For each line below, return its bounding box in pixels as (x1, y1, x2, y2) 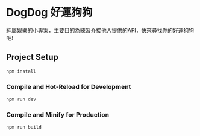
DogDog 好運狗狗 (6, 5, 93, 19)
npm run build (6, 125, 42, 131)
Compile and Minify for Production (6, 110, 110, 118)
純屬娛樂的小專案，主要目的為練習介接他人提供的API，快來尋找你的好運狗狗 (6, 27, 195, 34)
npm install (6, 68, 36, 74)
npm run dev (6, 96, 36, 102)
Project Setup (6, 52, 59, 62)
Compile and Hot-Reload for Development (6, 82, 131, 91)
